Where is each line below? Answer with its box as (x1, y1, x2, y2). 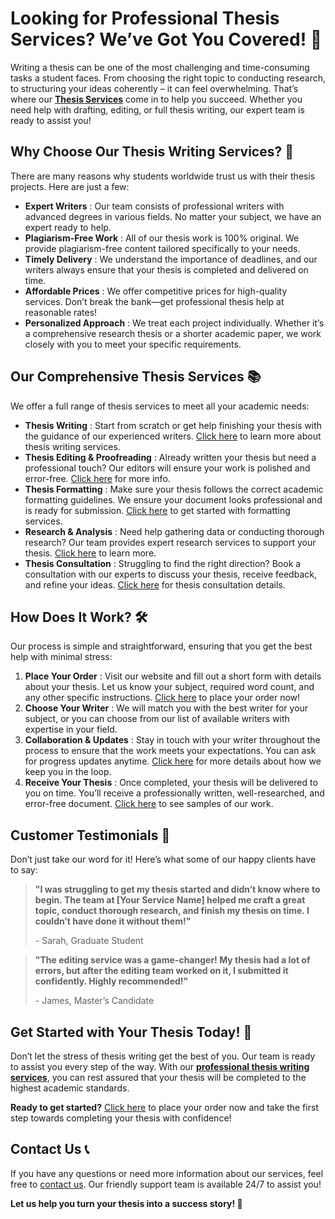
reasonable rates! (24, 306, 98, 318)
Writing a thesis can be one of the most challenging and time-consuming (10, 61, 310, 73)
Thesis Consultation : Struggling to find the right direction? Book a (24, 557, 302, 569)
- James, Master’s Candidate (34, 995, 155, 1007)
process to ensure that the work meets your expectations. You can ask (24, 745, 317, 757)
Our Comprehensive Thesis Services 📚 (10, 368, 262, 386)
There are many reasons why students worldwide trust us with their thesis (10, 170, 316, 182)
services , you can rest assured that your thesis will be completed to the (10, 1072, 307, 1083)
